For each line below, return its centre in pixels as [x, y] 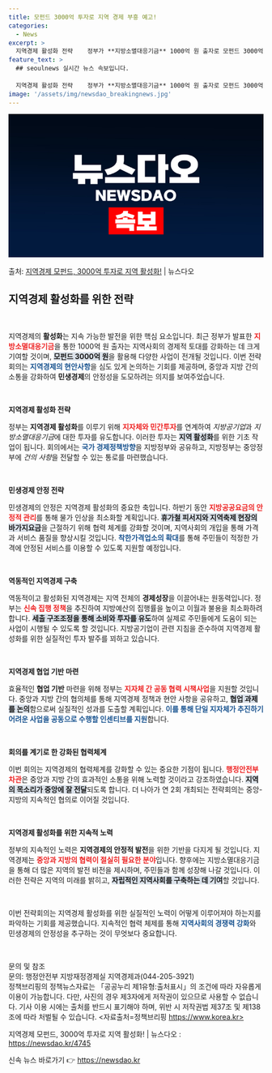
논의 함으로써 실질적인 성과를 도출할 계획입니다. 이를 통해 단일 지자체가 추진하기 [140, 708]
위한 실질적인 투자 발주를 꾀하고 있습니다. [95, 638]
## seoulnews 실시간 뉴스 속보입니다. [72, 69]
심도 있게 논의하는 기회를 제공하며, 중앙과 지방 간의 [178, 366]
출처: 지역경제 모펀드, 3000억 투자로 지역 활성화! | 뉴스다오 [101, 271]
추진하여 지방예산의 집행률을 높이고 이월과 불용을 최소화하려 [168, 608]
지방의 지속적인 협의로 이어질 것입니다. [69, 799]
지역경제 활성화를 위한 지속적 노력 [61, 832]
